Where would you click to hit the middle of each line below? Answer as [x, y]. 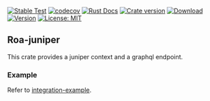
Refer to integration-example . [50, 90]
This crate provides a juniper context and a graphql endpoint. [95, 56]
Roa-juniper [34, 40]
